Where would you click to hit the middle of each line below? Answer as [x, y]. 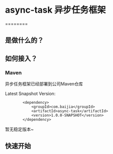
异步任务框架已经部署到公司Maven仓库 [44, 84]
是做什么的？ [24, 40]
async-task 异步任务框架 [56, 10]
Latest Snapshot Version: [30, 94]
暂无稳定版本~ [20, 129]
